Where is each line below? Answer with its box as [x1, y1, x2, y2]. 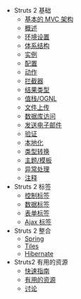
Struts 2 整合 [13, 226, 51, 235]
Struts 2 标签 [13, 183, 51, 190]
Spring [24, 235, 44, 243]
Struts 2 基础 [13, 6, 51, 14]
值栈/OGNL [24, 94, 58, 102]
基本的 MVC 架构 [24, 15, 74, 23]
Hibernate [24, 250, 54, 257]
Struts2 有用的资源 [13, 258, 68, 266]
